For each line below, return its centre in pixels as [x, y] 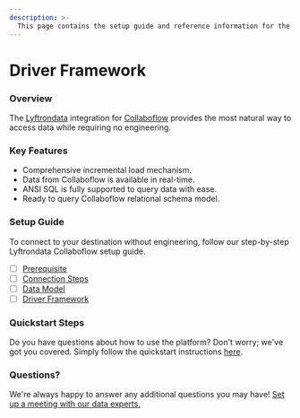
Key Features [39, 151]
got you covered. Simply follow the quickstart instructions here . [126, 352]
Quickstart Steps [47, 322]
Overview [31, 98]
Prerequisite [44, 268]
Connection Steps [56, 278]
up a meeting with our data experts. [75, 404]
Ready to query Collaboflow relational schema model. [121, 199]
